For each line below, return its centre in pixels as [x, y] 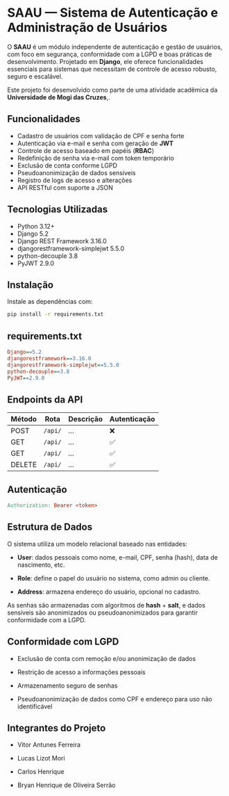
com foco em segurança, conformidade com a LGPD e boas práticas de [110, 54]
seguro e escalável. [35, 76]
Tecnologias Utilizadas [58, 210]
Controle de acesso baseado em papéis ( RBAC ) [86, 150]
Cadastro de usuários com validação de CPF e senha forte [101, 136]
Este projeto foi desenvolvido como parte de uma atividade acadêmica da [112, 90]
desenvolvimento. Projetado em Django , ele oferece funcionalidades [105, 61]
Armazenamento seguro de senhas [67, 685]
